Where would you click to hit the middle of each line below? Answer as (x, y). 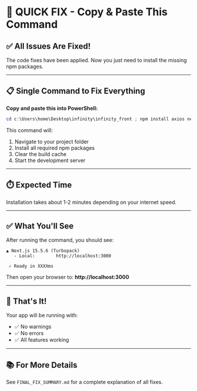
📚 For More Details (42, 365)
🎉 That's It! (26, 301)
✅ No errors (29, 333)
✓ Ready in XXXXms (31, 267)
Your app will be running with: (42, 315)
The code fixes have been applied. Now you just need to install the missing (96, 60)
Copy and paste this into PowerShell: (52, 108)
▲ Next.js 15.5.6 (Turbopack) (43, 251)
